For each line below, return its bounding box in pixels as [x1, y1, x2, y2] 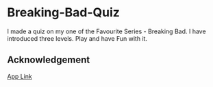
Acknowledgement [7, 54, 90, 66]
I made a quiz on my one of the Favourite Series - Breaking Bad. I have [7, 27, 207, 35]
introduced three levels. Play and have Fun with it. [7, 34, 148, 42]
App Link [7, 72, 33, 80]
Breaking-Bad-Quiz [7, 5, 120, 20]
